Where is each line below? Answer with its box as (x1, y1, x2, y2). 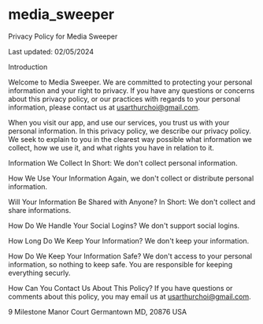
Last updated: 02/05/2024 (8, 47, 94, 56)
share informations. (8, 205, 72, 214)
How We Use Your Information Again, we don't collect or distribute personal (8, 173, 254, 183)
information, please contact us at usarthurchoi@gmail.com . (8, 102, 201, 112)
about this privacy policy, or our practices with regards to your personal (8, 94, 240, 103)
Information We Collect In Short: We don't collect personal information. (8, 158, 238, 167)
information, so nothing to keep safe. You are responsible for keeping (8, 259, 233, 269)
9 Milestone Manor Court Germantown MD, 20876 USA (8, 307, 187, 316)
